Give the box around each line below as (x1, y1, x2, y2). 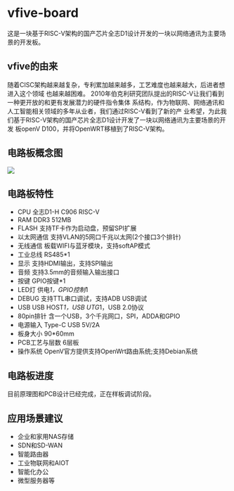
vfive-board (7, 5, 79, 21)
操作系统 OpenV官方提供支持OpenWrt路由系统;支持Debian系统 (17, 347, 198, 356)
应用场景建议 (7, 412, 63, 424)
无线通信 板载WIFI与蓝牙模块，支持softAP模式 (17, 241, 150, 250)
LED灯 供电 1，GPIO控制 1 (17, 286, 89, 294)
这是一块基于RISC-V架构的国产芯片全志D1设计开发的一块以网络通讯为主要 (7, 29, 220, 37)
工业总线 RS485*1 (17, 250, 70, 259)
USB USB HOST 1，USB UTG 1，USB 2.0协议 (17, 303, 144, 312)
